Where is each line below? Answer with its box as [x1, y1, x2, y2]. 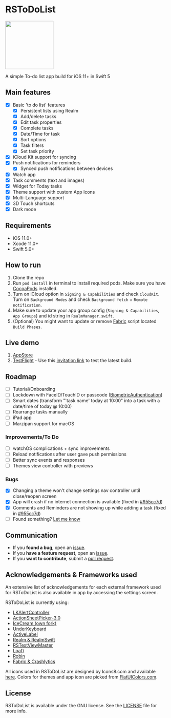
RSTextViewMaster [12, 642, 53, 648]
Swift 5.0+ [12, 245, 35, 252]
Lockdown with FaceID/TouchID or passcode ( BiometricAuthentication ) [12, 392, 163, 398]
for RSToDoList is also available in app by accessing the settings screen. [5, 590, 158, 596]
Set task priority [20, 148, 55, 155]
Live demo [5, 338, 39, 347]
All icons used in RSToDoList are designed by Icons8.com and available [5, 669, 156, 675]
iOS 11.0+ [12, 235, 32, 241]
